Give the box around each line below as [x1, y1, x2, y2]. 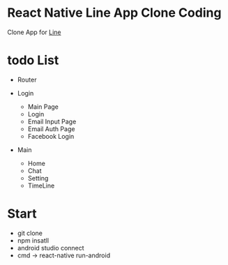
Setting [27, 174, 49, 182]
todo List [7, 52, 59, 68]
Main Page [27, 103, 59, 111]
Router [17, 75, 37, 84]
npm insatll [17, 236, 50, 245]
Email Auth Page [27, 124, 75, 133]
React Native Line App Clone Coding [7, 5, 222, 21]
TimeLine [27, 181, 55, 190]
